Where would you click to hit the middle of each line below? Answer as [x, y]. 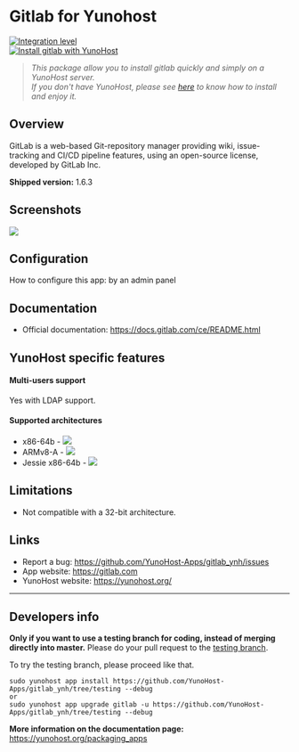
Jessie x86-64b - [54, 462]
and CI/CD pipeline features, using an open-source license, [150, 155]
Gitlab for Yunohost [83, 16]
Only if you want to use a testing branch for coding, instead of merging [142, 638]
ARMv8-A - [43, 452]
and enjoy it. [54, 96]
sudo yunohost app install [59, 682]
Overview [37, 124]
